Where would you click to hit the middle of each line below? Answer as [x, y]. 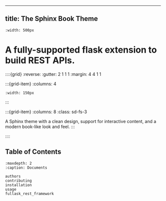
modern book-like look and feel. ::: [40, 127]
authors [13, 176]
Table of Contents [33, 152]
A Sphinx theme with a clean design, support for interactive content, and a [81, 121]
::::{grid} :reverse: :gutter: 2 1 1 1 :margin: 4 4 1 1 [53, 74]
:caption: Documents [26, 167]
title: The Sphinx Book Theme [51, 19]
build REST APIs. [40, 61]
